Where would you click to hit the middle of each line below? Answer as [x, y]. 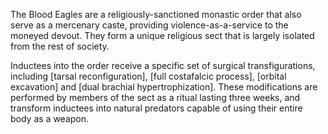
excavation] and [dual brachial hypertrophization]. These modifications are [164, 87]
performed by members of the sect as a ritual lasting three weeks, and [155, 97]
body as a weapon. [50, 118]
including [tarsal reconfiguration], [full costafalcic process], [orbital [148, 76]
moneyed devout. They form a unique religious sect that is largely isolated [162, 35]
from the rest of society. [60, 46]
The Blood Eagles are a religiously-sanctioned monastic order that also [156, 14]
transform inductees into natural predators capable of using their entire [156, 108]
